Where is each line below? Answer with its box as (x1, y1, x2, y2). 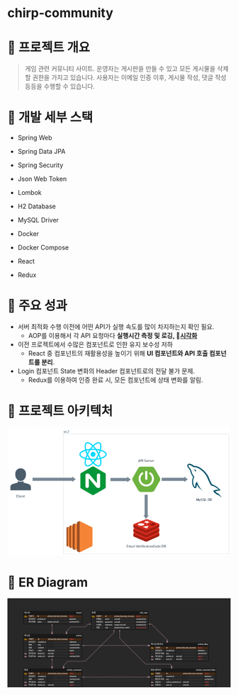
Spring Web (17, 133, 52, 142)
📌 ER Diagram (7, 574, 89, 590)
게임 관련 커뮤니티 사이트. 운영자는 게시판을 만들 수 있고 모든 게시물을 (24, 64, 216, 73)
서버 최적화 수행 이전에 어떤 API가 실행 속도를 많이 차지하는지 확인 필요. (17, 322, 215, 331)
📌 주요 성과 (7, 298, 67, 314)
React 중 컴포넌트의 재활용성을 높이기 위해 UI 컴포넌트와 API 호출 (28, 349, 208, 357)
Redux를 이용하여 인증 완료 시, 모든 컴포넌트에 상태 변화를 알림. (28, 375, 203, 384)
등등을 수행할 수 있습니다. (24, 82, 96, 91)
